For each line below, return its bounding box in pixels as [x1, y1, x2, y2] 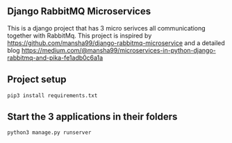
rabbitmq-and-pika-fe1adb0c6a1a [7, 53, 103, 62]
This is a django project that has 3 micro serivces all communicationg [7, 24, 206, 32]
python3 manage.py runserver [7, 129, 92, 136]
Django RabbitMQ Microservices [7, 6, 151, 17]
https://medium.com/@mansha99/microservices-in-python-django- [21, 46, 217, 54]
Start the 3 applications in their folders [7, 111, 178, 123]
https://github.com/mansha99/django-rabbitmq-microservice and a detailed [7, 38, 226, 47]
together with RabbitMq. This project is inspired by [7, 31, 152, 40]
